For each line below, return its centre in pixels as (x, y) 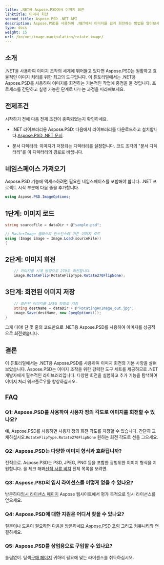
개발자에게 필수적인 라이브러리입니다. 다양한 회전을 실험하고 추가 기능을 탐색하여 (81, 375)
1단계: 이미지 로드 (30, 213)
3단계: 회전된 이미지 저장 (40, 292)
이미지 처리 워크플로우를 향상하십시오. (41, 381)
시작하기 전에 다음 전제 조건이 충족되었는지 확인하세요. (57, 119)
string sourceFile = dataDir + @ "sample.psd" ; (53, 225)
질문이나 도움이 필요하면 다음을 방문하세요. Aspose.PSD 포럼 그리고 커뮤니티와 (79, 526)
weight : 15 (16, 32)
